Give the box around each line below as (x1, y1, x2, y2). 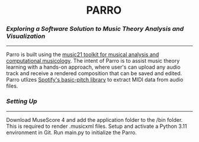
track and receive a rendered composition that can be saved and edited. (6, 70, 182, 77)
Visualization (6, 32, 46, 40)
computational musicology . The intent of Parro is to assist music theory (6, 57, 180, 64)
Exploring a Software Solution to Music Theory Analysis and (6, 25, 184, 33)
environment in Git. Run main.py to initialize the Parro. (6, 128, 137, 136)
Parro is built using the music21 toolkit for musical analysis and (6, 51, 159, 58)
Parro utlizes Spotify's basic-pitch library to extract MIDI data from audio (6, 76, 184, 83)
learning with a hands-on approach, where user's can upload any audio (6, 63, 181, 71)
